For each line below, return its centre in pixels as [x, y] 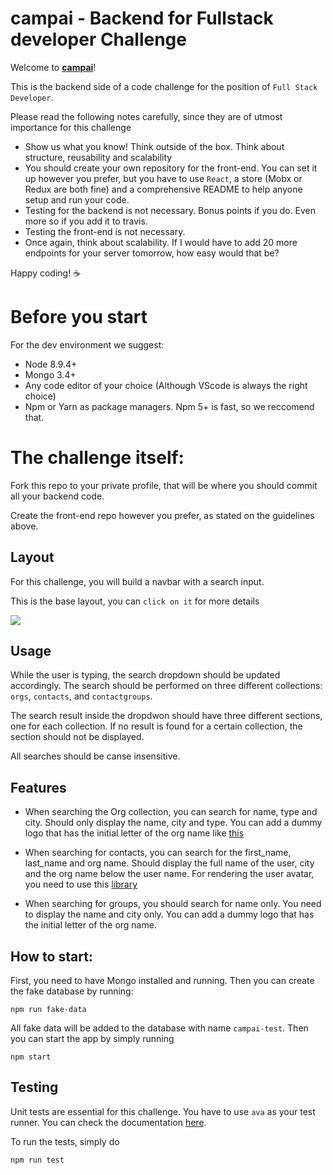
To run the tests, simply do [65, 1141]
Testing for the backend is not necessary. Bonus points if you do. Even [170, 210]
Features [38, 787]
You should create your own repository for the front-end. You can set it [171, 168]
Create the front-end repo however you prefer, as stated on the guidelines [162, 515]
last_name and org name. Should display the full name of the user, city [169, 863]
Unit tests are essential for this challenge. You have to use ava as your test [163, 1111]
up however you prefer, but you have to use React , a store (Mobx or [163, 178]
